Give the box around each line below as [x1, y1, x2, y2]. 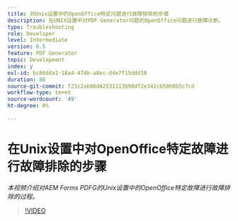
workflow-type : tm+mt [7, 89, 72, 96]
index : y [7, 63, 33, 70]
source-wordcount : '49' [7, 96, 78, 103]
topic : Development [7, 56, 65, 64]
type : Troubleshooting [7, 23, 74, 30]
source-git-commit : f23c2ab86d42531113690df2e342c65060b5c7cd [7, 83, 195, 90]
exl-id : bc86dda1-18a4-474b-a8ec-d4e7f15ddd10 [7, 69, 147, 76]
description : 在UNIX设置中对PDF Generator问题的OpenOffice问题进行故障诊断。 [7, 17, 225, 24]
